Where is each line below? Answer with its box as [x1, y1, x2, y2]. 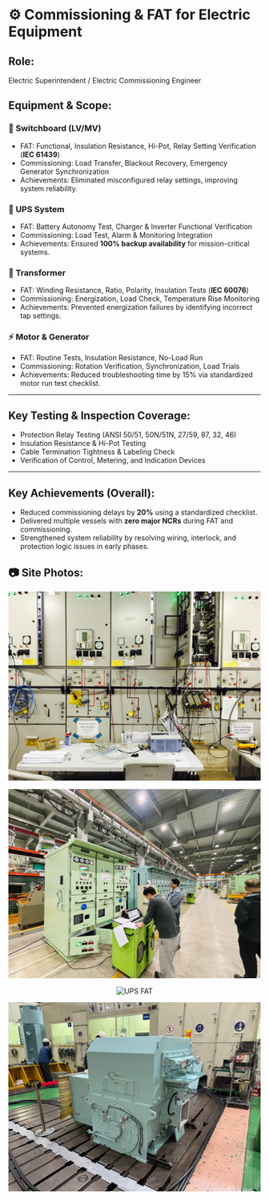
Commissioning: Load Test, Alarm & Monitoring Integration [19, 230, 213, 239]
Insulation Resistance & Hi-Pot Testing [19, 439, 147, 448]
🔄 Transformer [8, 267, 66, 278]
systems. [19, 247, 50, 257]
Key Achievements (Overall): [8, 486, 155, 500]
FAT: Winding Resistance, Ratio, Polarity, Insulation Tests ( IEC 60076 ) [19, 286, 250, 295]
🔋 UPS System [8, 203, 65, 215]
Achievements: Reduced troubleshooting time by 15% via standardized [19, 370, 254, 379]
